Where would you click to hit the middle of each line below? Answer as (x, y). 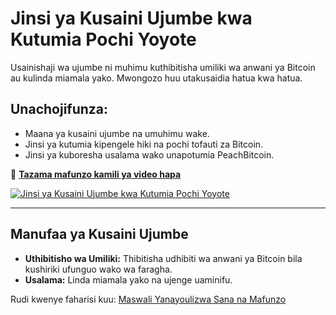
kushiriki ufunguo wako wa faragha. (98, 269)
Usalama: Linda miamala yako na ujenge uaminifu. (128, 279)
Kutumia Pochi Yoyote (103, 39)
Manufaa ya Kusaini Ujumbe (99, 234)
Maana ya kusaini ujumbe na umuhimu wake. (117, 133)
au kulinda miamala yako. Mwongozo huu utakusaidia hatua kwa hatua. (156, 78)
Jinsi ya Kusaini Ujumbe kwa (131, 18)
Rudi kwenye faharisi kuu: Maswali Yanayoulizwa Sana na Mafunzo (148, 299)
